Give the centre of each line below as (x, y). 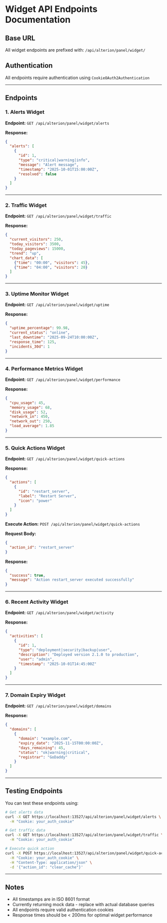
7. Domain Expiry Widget (35, 695)
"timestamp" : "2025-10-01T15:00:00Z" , (58, 169)
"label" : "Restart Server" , (47, 496)
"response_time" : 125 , (33, 342)
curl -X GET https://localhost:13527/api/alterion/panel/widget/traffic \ (84, 835)
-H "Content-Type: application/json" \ (51, 862)
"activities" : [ (26, 636)
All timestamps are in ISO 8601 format (51, 899)
